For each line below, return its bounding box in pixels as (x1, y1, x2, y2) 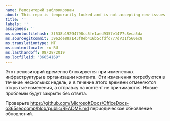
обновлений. (5, 111, 33, 117)
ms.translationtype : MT (5, 41, 56, 46)
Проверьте (5, 100, 30, 106)
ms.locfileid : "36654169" (5, 54, 60, 60)
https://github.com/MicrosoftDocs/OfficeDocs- (30, 100, 129, 106)
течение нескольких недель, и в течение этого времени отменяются (5, 79, 156, 85)
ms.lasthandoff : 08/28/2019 (5, 50, 65, 55)
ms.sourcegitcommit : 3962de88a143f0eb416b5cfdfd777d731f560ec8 (5, 36, 143, 41)
